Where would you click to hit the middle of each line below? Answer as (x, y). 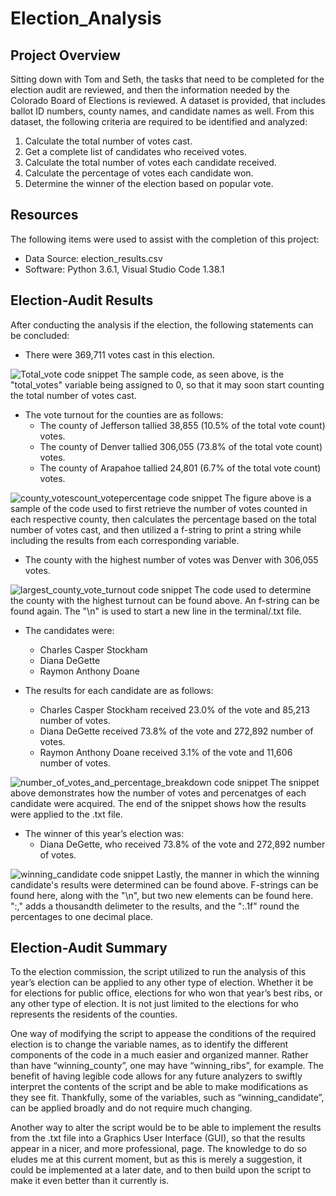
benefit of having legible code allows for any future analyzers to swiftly (156, 1076)
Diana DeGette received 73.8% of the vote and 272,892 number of (176, 731)
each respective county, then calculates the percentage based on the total (163, 519)
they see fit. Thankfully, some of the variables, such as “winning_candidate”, (167, 1098)
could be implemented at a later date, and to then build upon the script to (161, 1170)
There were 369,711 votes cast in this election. (120, 354)
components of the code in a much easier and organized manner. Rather (159, 1055)
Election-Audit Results (82, 300)
